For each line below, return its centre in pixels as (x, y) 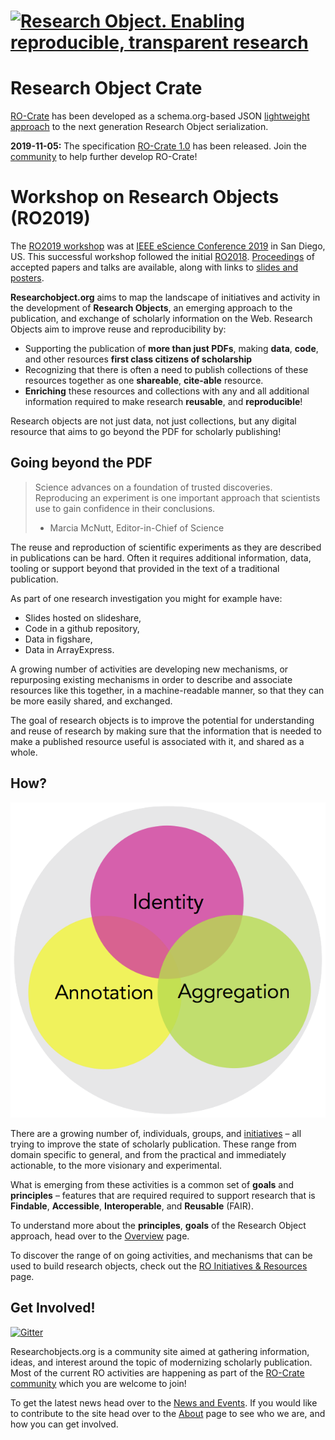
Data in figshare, (58, 639)
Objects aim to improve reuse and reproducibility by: (118, 329)
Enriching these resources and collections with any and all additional (167, 391)
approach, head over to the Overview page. (100, 1236)
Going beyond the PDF (81, 463)
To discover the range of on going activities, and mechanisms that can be (161, 1255)
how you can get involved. (64, 1424)
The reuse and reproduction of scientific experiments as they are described (166, 547)
